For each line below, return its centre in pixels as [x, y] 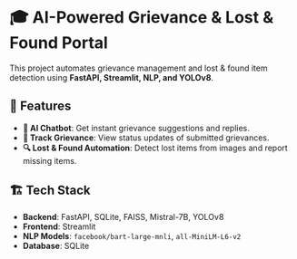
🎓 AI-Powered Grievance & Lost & [142, 18]
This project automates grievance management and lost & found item [139, 68]
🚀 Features [40, 106]
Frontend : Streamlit [59, 226]
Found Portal [59, 43]
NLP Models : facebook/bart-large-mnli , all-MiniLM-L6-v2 [132, 235]
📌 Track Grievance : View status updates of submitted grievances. [146, 138]
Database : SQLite [56, 245]
